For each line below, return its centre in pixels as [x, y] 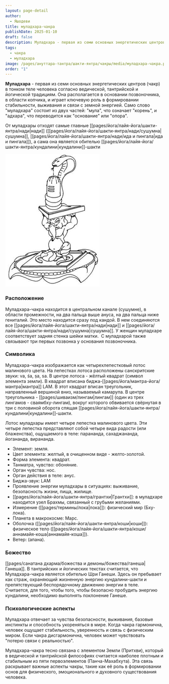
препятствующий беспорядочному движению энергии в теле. [72, 585]
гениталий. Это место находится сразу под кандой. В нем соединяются [82, 320]
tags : [11, 48]
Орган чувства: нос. [34, 470]
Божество [18, 552]
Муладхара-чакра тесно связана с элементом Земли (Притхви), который [84, 650]
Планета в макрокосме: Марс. [45, 518]
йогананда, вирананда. [30, 439]
